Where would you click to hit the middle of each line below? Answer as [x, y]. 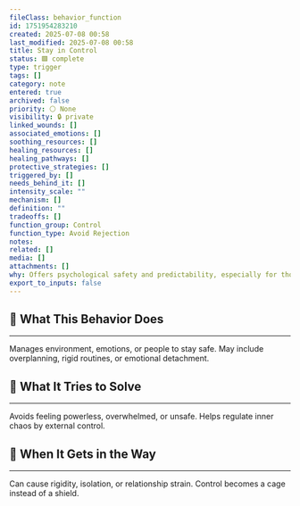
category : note [37, 84]
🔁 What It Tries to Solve [75, 386]
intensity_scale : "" [48, 192]
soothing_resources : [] [54, 142]
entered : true [36, 92]
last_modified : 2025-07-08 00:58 [71, 42]
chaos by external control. [57, 426]
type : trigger [36, 68]
